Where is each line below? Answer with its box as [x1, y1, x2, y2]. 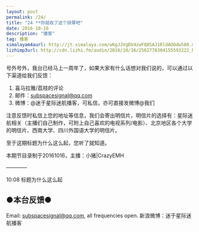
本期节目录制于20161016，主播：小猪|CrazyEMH [6, 152, 124, 159]
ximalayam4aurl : [6, 42, 46, 48]
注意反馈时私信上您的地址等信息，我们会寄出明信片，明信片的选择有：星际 [6, 112, 188, 119]
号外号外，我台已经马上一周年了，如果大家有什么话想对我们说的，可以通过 [6, 64, 188, 71]
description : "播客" [6, 31, 55, 37]
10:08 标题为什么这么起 [6, 176, 63, 183]
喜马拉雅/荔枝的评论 [14, 84, 64, 91]
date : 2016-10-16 [6, 25, 49, 31]
